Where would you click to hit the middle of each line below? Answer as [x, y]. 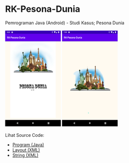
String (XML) [25, 155]
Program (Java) [28, 145]
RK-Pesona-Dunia [43, 9]
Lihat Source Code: [25, 135]
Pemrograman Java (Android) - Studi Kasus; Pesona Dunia [65, 23]
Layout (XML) [26, 150]
